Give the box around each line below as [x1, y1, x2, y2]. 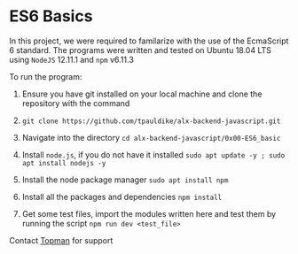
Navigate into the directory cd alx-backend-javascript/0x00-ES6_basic [21, 132, 281, 142]
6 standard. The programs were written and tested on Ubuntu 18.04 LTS [9, 44, 272, 55]
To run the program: [9, 71, 82, 81]
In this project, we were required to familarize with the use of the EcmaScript [9, 35, 289, 46]
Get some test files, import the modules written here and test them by [21, 208, 277, 219]
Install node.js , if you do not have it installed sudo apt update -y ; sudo [21, 149, 286, 160]
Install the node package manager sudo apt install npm [21, 174, 229, 185]
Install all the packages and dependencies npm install [21, 191, 223, 202]
